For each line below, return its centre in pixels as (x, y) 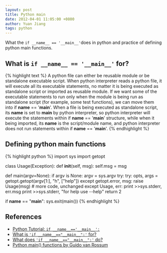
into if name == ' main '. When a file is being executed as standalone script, (82, 107)
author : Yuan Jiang (25, 24)
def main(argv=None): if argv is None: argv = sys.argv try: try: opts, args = (82, 176)
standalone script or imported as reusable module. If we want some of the (81, 91)
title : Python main (25, 14)
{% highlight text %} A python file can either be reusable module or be (78, 75)
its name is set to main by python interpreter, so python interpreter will (78, 112)
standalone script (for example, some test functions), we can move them (80, 102)
